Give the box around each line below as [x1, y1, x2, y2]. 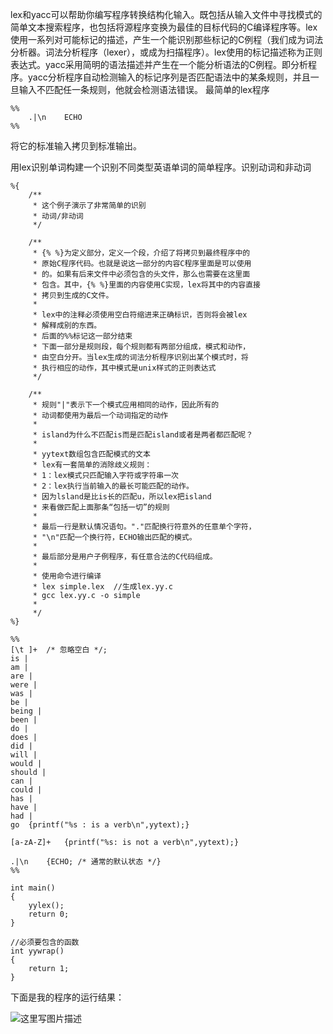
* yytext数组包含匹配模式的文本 [32, 449, 151, 459]
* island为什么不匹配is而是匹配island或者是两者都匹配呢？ [32, 430, 254, 440]
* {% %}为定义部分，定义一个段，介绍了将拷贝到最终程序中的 [32, 248, 251, 258]
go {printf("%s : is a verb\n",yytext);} [10, 820, 190, 830]
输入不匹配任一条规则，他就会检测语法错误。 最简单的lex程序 [18, 84, 270, 95]
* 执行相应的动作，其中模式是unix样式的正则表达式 [32, 363, 217, 373]
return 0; [28, 909, 70, 919]
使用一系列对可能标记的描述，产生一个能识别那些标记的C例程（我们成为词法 [10, 34, 324, 45]
